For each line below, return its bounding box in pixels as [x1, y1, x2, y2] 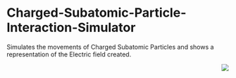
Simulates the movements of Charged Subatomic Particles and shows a [6, 42, 214, 51]
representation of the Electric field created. [6, 50, 132, 58]
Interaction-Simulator [6, 19, 136, 36]
